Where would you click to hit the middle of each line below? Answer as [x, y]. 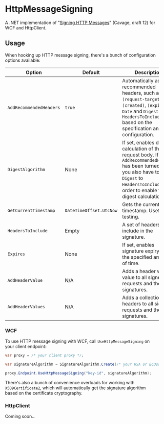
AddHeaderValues [26, 307]
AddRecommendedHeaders [34, 107]
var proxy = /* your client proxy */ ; [44, 356]
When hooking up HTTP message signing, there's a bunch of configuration [81, 55]
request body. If [140, 154]
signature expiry [141, 251]
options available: [23, 60]
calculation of [138, 149]
